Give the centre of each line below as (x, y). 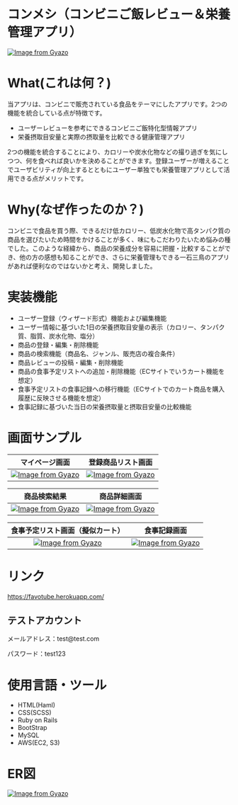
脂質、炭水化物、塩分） (64, 336)
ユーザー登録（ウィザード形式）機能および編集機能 (92, 318)
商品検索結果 (45, 496)
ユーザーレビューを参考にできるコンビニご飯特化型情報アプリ (108, 127)
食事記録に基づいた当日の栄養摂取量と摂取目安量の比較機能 (104, 406)
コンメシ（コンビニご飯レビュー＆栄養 (119, 15)
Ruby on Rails (38, 720)
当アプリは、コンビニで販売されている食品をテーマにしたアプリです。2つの (118, 104)
